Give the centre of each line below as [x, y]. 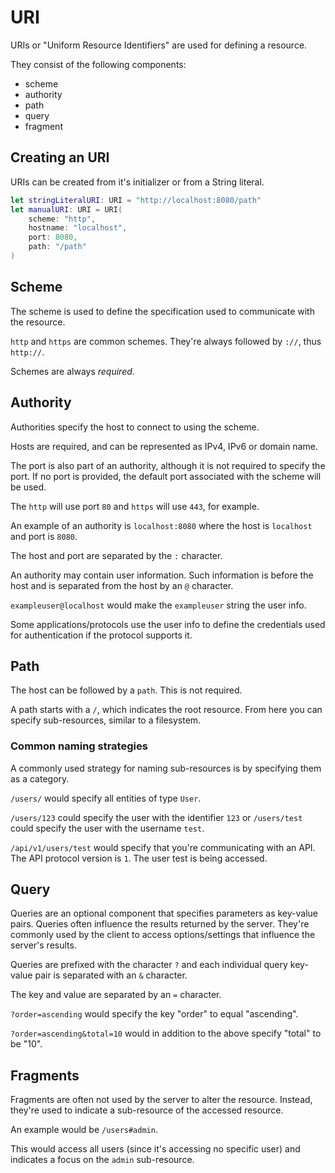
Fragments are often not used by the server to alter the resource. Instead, [161, 1100]
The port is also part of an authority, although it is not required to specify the [168, 465]
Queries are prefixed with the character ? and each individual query [149, 965]
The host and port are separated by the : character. [116, 555]
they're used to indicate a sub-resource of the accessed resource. [147, 1110]
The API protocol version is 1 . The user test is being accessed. [139, 858]
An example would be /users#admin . [84, 1130]
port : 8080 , [53, 237]
